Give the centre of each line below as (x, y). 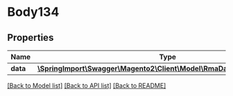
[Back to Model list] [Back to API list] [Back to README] (87, 86)
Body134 (33, 12)
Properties (31, 38)
